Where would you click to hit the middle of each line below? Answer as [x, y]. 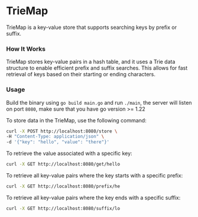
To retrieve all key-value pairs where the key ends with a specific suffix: [93, 197]
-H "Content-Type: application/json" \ [55, 137]
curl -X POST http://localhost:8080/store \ [62, 131]
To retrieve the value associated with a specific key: [69, 153]
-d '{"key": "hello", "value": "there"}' [58, 142]
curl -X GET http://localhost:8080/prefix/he [63, 187]
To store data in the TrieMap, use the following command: [76, 120]
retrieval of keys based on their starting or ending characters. [81, 75]
